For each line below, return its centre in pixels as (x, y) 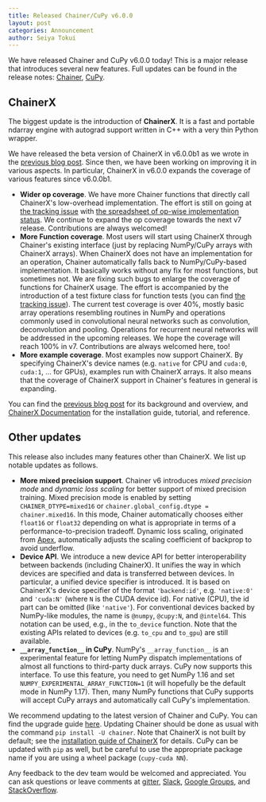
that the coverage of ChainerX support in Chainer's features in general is (139, 380)
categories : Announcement (51, 30)
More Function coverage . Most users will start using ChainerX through (136, 237)
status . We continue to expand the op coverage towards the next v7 (131, 220)
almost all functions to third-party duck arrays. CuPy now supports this (136, 666)
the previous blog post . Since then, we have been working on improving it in (133, 162)
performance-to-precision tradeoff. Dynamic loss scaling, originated (131, 531)
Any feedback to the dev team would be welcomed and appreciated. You (127, 773)
